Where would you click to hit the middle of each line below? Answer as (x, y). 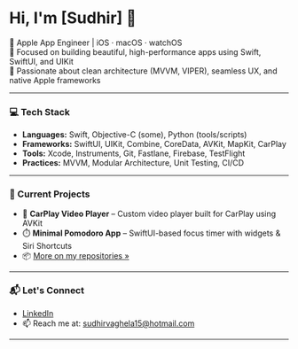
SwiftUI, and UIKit (41, 61)
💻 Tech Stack (40, 112)
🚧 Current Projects (50, 194)
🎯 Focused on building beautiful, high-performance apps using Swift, (135, 51)
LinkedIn (38, 313)
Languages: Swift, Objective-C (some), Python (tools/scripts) (134, 135)
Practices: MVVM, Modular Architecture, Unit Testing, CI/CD (133, 163)
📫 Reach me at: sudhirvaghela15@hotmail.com (108, 323)
